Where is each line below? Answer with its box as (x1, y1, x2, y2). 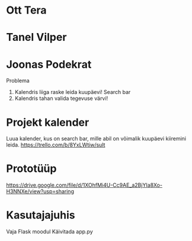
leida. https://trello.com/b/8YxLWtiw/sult (6, 141, 105, 148)
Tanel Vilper (6, 31, 67, 44)
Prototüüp (6, 162, 57, 175)
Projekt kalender (6, 116, 89, 129)
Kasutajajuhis (6, 209, 75, 222)
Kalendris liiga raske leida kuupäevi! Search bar (14, 89, 131, 96)
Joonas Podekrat (6, 57, 92, 71)
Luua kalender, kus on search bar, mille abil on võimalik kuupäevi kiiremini (6, 135, 187, 142)
